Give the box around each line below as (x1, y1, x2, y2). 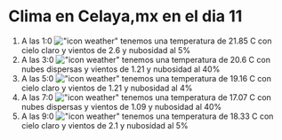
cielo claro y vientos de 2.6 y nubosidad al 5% (20, 44, 191, 55)
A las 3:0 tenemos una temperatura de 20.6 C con (20, 54, 270, 65)
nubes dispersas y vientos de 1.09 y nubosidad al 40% (20, 101, 222, 112)
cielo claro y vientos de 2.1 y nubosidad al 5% (20, 120, 189, 130)
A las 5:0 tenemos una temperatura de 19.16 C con (20, 73, 272, 83)
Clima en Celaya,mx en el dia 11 (8, 6, 243, 27)
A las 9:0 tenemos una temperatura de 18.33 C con (20, 111, 274, 121)
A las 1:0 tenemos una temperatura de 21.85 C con (20, 35, 272, 46)
